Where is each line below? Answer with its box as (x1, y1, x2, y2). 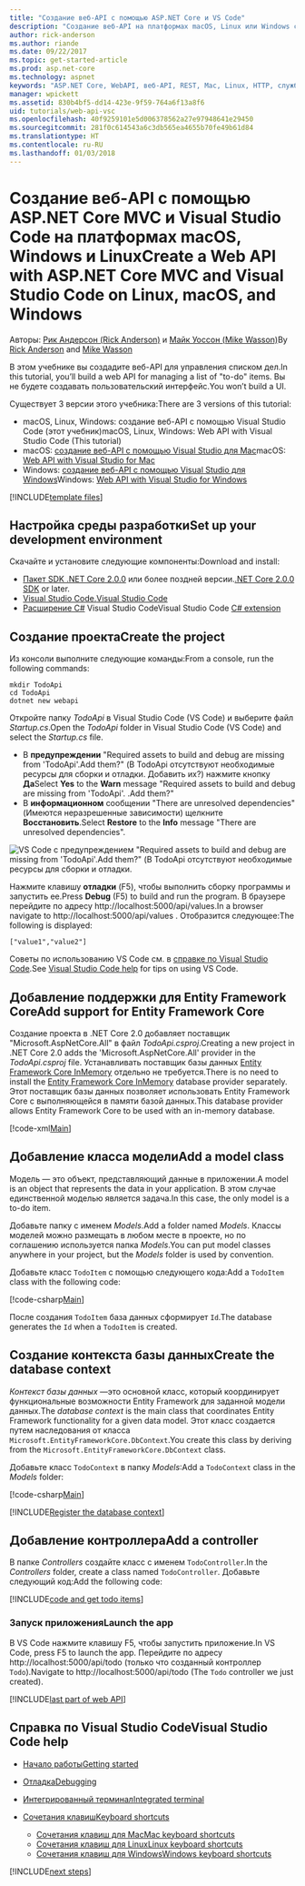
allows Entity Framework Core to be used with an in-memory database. (9, 1105, 275, 1115)
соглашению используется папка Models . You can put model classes (9, 1239, 271, 1250)
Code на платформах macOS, (9, 227, 242, 247)
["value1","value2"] (9, 938, 88, 947)
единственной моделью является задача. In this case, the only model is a (9, 1193, 290, 1204)
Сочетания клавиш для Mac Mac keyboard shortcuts (35, 1829, 236, 1840)
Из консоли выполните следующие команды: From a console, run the (9, 653, 274, 664)
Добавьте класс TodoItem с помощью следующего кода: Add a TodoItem (9, 1266, 284, 1277)
